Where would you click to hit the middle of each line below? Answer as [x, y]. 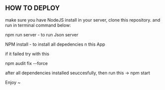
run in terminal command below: [38, 25]
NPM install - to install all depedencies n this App [55, 44]
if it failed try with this [27, 54]
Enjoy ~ [13, 82]
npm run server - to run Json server [42, 34]
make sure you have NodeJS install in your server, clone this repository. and [83, 20]
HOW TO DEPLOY [33, 8]
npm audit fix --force [27, 63]
